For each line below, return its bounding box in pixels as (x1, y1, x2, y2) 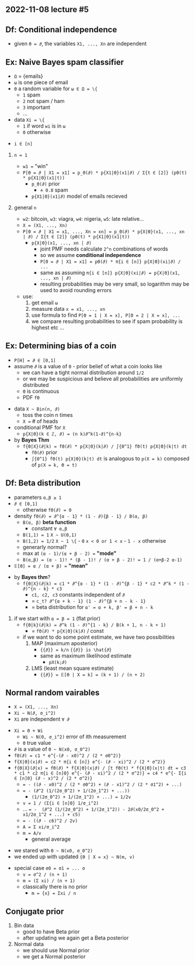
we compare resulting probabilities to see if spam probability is (31, 318, 183, 325)
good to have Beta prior (22, 928, 80, 936)
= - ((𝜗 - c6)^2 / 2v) (22, 818, 78, 824)
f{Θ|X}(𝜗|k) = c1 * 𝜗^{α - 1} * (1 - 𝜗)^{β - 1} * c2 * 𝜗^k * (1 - (22, 581, 190, 587)
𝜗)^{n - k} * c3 (22, 585, 62, 592)
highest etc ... (31, 324, 65, 331)
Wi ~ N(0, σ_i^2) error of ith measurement (22, 733, 127, 740)
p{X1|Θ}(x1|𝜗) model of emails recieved (31, 193, 128, 200)
